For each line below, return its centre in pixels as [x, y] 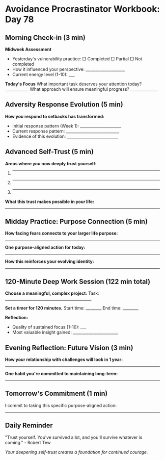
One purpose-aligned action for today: [45, 247]
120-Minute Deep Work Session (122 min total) [78, 281]
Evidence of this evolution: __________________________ [65, 136]
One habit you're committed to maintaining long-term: [61, 374]
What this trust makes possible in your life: [50, 202]
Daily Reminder [29, 425]
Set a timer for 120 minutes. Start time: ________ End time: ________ [72, 308]
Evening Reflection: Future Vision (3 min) [69, 347]
